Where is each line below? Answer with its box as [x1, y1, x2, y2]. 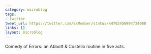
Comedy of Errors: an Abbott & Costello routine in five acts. [5, 44, 125, 49]
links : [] [5, 26, 26, 30]
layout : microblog [5, 30, 43, 35]
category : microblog [5, 7, 48, 12]
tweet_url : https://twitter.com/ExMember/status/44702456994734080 [5, 21, 147, 26]
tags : [5, 12, 16, 17]
